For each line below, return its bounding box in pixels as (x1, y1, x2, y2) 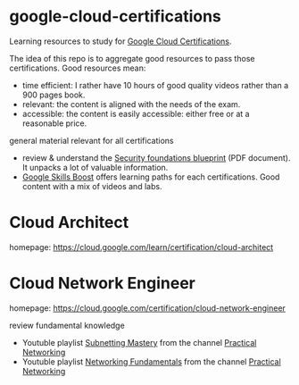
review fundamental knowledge (9, 320, 125, 331)
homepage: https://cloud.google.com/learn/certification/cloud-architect (9, 241, 274, 252)
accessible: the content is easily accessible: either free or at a (21, 108, 250, 119)
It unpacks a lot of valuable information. (21, 162, 169, 172)
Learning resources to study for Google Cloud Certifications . (9, 36, 232, 46)
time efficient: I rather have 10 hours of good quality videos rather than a (21, 80, 288, 90)
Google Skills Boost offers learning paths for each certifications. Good (21, 172, 280, 182)
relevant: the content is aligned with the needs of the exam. (21, 98, 241, 109)
